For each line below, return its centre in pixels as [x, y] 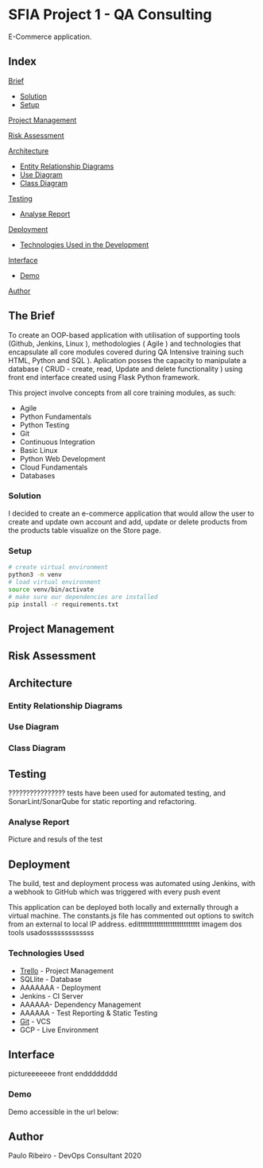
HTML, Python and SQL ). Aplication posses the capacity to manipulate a [128, 360]
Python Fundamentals [56, 416]
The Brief [32, 316]
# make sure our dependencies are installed [83, 597]
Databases [37, 475]
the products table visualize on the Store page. [85, 530]
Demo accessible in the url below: [64, 1112]
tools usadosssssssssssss [51, 933]
